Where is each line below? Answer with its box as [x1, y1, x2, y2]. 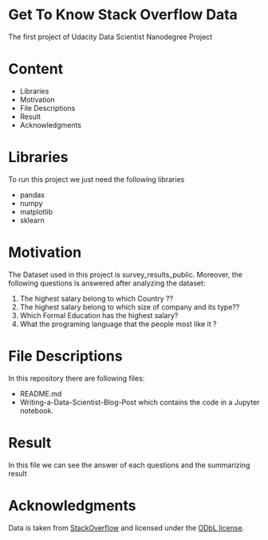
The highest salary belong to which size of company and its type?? [19, 302, 240, 312]
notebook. [19, 405, 54, 416]
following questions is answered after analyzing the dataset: [8, 278, 206, 288]
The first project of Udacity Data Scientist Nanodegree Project [8, 32, 213, 41]
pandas [19, 190, 45, 199]
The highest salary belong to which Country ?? [19, 294, 174, 303]
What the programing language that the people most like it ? [19, 319, 217, 329]
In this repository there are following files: [8, 373, 145, 383]
